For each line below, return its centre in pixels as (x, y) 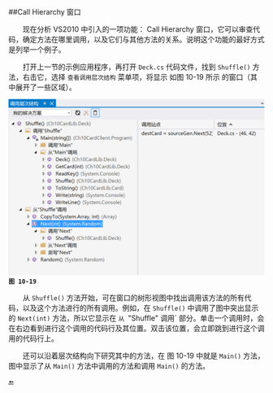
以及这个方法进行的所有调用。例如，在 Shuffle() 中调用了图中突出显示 (141, 308)
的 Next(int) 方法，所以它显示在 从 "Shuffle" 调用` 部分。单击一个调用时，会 (136, 318)
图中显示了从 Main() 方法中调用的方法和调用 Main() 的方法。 (109, 365)
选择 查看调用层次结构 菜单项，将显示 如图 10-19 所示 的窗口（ (151, 77)
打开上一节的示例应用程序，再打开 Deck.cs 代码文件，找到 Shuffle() (137, 67)
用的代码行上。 (33, 338)
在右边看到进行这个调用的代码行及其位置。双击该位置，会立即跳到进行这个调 (136, 328)
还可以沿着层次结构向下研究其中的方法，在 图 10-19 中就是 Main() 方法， (144, 356)
